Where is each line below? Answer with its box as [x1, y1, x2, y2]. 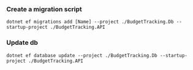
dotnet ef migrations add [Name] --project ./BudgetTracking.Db [6, 19, 174, 25]
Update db [6, 39, 39, 47]
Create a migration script [6, 5, 82, 14]
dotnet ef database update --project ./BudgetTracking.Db [6, 52, 157, 58]
